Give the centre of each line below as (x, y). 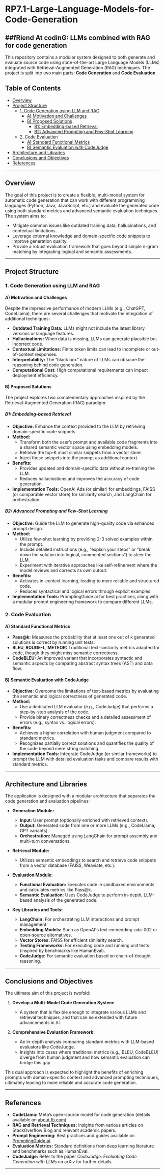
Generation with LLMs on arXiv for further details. (62, 1162)
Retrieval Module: (31, 851)
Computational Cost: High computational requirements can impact (80, 370)
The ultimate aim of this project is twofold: (48, 993)
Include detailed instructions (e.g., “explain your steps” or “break (85, 549)
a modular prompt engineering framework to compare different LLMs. (82, 602)
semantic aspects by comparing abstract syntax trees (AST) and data (82, 664)
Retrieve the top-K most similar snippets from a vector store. (81, 453)
